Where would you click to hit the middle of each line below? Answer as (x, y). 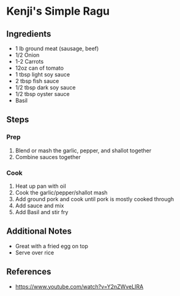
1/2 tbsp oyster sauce (42, 94)
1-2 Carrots (29, 61)
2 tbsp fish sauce (37, 81)
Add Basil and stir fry (42, 212)
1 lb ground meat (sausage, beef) (57, 48)
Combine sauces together (48, 157)
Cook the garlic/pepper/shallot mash (62, 192)
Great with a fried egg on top (52, 246)
